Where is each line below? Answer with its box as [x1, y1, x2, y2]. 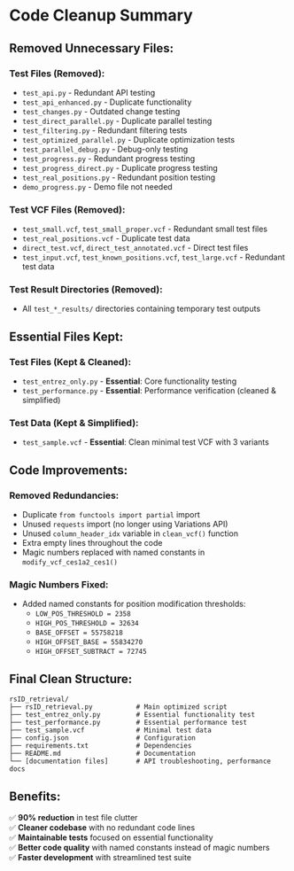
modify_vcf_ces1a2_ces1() [21, 558, 118, 567]
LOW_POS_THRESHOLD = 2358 [35, 610, 131, 618]
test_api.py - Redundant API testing [21, 87, 156, 97]
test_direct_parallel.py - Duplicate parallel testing [21, 115, 213, 126]
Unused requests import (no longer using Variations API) [21, 519, 228, 530]
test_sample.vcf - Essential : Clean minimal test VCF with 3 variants [21, 437, 270, 447]
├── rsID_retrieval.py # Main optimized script [9, 703, 228, 712]
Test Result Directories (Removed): [9, 284, 163, 296]
